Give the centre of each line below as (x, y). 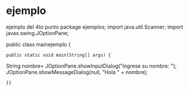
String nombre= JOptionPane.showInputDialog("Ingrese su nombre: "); (91, 66)
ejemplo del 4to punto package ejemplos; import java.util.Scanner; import (94, 27)
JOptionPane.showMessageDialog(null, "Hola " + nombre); (77, 72)
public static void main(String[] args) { (59, 55)
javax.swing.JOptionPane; (37, 33)
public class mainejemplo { (39, 44)
